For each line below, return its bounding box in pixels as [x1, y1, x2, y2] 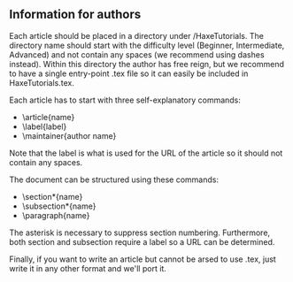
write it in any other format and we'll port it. [9, 263, 166, 273]
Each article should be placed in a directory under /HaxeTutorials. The [9, 30, 264, 41]
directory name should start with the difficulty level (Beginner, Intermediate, [9, 40, 285, 50]
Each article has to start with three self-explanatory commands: [9, 95, 242, 105]
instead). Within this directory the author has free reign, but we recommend [9, 58, 285, 69]
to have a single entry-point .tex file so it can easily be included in [9, 68, 249, 79]
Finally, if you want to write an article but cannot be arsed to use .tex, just [9, 254, 276, 264]
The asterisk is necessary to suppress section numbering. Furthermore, [9, 227, 271, 238]
